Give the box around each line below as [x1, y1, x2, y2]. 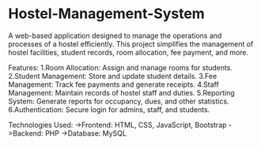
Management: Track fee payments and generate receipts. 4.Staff [8, 80, 219, 89]
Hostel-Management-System [8, 5, 206, 23]
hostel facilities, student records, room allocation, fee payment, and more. [8, 47, 249, 57]
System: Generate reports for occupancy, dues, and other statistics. [8, 96, 229, 106]
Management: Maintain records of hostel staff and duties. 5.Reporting [8, 88, 235, 97]
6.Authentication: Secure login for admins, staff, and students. [8, 104, 210, 114]
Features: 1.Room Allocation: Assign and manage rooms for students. [8, 62, 233, 72]
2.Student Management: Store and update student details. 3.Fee [8, 71, 217, 80]
